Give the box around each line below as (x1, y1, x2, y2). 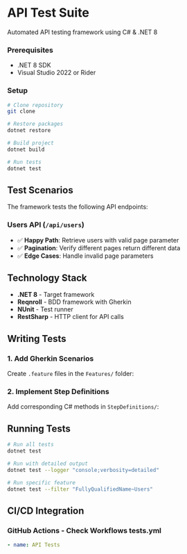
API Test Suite (7, 5, 90, 21)
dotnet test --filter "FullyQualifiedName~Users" (7, 485, 154, 493)
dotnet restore (7, 127, 51, 134)
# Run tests (7, 158, 42, 165)
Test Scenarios (7, 184, 74, 196)
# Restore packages (7, 120, 64, 128)
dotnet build (7, 146, 45, 153)
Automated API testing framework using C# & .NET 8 (7, 28, 158, 36)
